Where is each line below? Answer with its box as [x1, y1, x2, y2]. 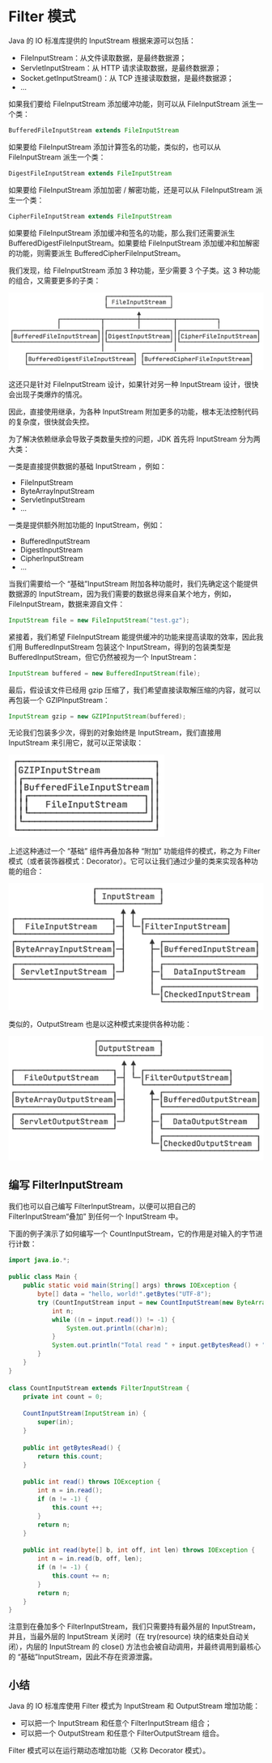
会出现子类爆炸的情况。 [8, 390, 87, 399]
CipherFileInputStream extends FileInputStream [8, 212, 172, 220]
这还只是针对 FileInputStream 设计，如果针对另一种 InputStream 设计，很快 [8, 379, 259, 389]
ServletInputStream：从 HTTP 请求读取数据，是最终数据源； [19, 62, 222, 73]
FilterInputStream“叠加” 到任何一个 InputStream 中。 [8, 1212, 183, 1221]
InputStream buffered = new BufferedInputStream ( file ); [8, 669, 201, 677]
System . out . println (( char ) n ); [66, 1324, 168, 1332]
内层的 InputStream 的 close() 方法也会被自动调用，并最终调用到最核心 [25, 1642, 261, 1652]
